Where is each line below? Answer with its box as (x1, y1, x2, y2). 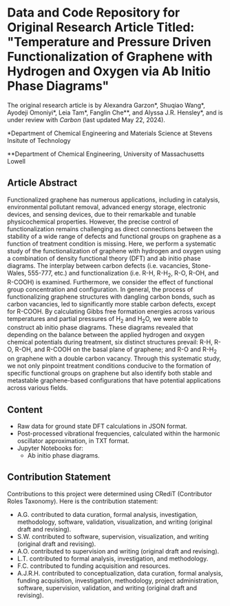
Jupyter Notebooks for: (17, 444, 84, 452)
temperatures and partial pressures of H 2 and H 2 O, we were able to (7, 314, 198, 324)
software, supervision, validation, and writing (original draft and (17, 583, 198, 592)
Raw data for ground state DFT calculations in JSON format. (17, 422, 188, 430)
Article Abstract (7, 177, 78, 189)
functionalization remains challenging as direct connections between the (7, 224, 213, 233)
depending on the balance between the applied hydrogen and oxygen (7, 331, 205, 339)
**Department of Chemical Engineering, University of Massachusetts (7, 150, 205, 158)
